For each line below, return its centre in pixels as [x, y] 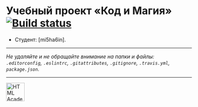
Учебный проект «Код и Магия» [89, 11]
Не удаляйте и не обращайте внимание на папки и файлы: [80, 56]
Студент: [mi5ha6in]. [40, 39]
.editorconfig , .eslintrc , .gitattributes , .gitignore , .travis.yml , [88, 62]
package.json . [23, 69]
